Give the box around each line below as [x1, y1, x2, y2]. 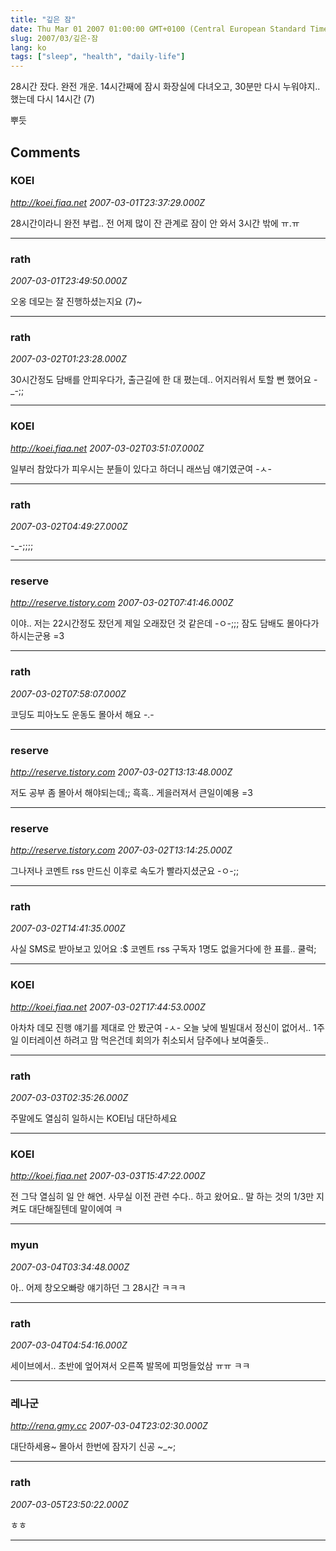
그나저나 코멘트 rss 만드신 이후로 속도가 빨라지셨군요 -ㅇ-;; [10, 865, 240, 877]
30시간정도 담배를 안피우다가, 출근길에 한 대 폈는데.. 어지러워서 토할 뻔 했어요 [10, 374, 312, 386]
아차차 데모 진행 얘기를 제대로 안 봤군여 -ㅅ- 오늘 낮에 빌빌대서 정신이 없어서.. [10, 1021, 312, 1033]
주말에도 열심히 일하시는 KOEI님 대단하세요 [10, 1112, 178, 1125]
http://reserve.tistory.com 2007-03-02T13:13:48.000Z [10, 766, 233, 778]
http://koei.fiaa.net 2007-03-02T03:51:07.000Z [10, 442, 205, 454]
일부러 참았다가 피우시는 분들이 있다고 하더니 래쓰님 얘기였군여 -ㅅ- [10, 462, 272, 475]
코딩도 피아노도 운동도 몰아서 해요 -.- [10, 708, 155, 720]
